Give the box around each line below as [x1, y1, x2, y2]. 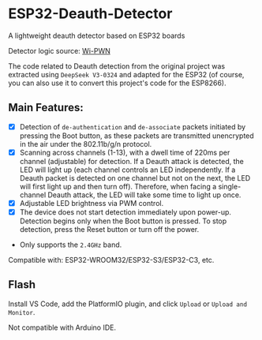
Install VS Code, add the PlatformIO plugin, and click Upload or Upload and [8, 299, 247, 308]
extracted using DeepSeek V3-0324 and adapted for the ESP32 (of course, [8, 69, 245, 79]
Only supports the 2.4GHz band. [19, 240, 122, 249]
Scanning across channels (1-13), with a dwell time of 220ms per [19, 148, 230, 157]
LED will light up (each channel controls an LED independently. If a [19, 165, 236, 174]
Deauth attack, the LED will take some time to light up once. [47, 190, 241, 200]
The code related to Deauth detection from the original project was [8, 61, 226, 71]
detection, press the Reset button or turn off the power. [19, 225, 200, 234]
